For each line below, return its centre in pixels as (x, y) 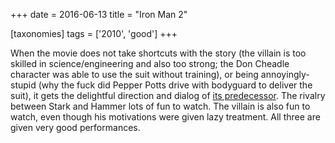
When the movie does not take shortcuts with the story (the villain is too (158, 53)
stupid (23, 85)
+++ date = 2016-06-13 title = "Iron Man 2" (99, 14)
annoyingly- (285, 74)
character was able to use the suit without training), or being (134, 74)
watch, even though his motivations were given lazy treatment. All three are (165, 117)
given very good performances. (75, 127)
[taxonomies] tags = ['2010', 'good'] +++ (94, 33)
